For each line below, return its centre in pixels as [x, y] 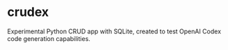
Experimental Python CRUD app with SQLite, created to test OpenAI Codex [114, 31]
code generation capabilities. [49, 38]
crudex [28, 12]
